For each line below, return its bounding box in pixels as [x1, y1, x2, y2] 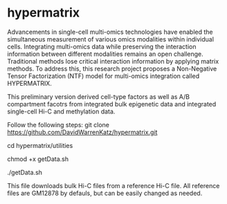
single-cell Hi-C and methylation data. [7, 107, 116, 115]
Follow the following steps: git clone [7, 120, 109, 129]
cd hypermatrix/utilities [7, 141, 73, 149]
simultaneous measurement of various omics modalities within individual [7, 35, 215, 43]
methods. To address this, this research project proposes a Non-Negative [7, 64, 217, 73]
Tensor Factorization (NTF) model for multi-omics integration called [7, 71, 200, 80]
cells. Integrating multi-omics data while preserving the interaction [7, 42, 197, 50]
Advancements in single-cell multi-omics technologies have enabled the [7, 28, 213, 36]
